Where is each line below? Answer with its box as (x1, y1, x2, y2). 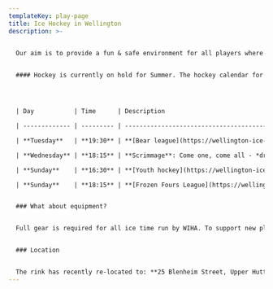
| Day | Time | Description (15, 107, 165, 116)
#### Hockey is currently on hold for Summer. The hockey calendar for (15, 71, 264, 80)
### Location (15, 246, 60, 255)
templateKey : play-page (8, 11, 89, 20)
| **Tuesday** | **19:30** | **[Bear (15, 136, 151, 145)
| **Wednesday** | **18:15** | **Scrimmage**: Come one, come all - (15, 151, 253, 160)
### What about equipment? (15, 203, 107, 211)
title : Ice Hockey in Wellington (8, 20, 122, 28)
